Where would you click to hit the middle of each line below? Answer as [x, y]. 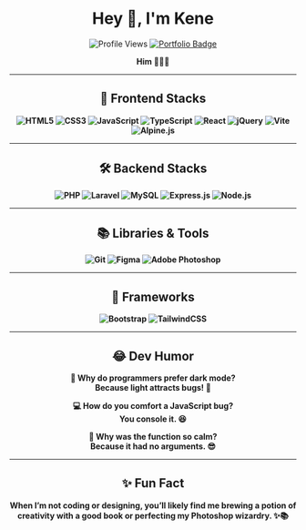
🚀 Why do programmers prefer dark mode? [153, 378]
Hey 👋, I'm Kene [153, 19]
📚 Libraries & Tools [153, 233]
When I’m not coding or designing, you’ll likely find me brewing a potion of [153, 505]
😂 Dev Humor [153, 356]
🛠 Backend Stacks [153, 169]
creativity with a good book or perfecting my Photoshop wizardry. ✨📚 [153, 515]
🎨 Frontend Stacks [153, 99]
